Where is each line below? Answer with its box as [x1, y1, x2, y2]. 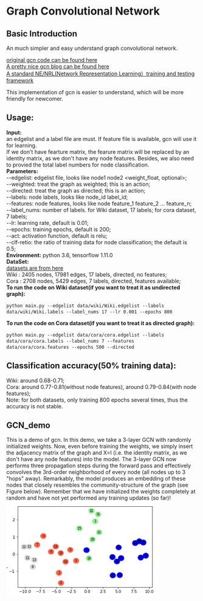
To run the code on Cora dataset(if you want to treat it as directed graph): [6, 319, 195, 326]
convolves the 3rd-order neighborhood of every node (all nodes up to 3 [6, 469, 186, 476]
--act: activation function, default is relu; [6, 232, 108, 239]
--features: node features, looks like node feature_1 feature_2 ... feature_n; [6, 199, 192, 207]
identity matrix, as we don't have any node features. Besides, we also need [6, 154, 194, 162]
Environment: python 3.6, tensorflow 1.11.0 [6, 251, 114, 259]
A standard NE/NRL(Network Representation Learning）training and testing [6, 70, 195, 77]
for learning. [6, 142, 37, 149]
